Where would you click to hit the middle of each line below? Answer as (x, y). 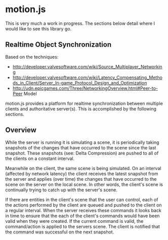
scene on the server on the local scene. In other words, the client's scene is (84, 184)
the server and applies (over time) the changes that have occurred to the (81, 179)
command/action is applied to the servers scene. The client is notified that (83, 226)
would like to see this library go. (38, 28)
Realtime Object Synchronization (58, 45)
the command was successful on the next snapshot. (60, 232)
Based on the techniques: (32, 57)
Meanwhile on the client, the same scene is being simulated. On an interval (83, 168)
